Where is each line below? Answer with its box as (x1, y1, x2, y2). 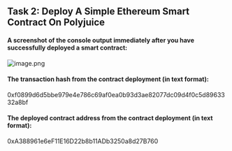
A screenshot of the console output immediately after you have (7, 36, 194, 44)
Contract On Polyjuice (7, 17, 106, 29)
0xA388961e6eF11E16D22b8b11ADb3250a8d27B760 (7, 137, 159, 145)
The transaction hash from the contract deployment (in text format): (7, 75, 210, 83)
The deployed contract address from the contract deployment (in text (7, 114, 213, 122)
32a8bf (7, 98, 29, 106)
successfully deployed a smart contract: (7, 43, 128, 52)
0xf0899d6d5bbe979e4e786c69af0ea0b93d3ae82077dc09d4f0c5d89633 (7, 90, 225, 99)
